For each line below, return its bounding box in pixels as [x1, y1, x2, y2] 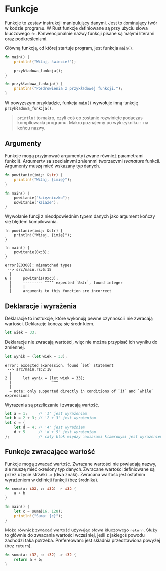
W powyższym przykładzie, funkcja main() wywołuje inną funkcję [5, 100, 138, 106]
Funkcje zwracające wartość [5, 448, 95, 456]
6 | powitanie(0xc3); [5, 276, 58, 281]
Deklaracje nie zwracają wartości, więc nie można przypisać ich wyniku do [5, 339, 158, 345]
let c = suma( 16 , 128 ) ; [14, 509, 63, 514]
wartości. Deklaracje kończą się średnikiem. [5, 320, 95, 326]
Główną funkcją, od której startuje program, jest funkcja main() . [5, 45, 134, 51]
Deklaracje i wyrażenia [5, 302, 77, 311]
